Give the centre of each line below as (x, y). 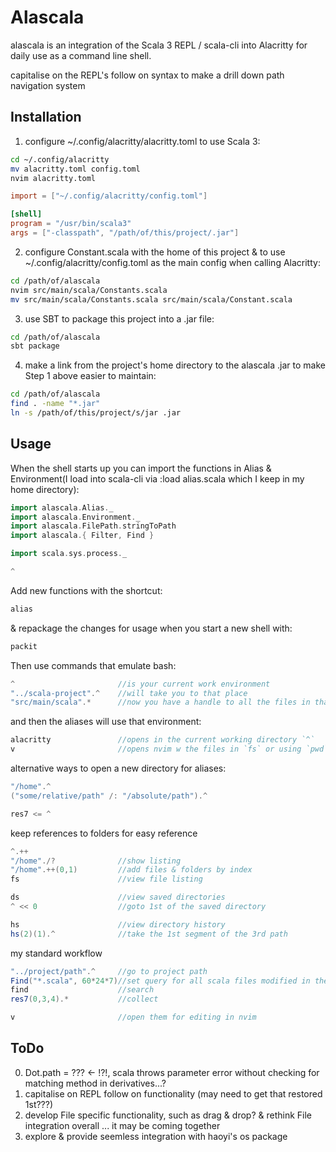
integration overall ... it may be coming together (122, 1125)
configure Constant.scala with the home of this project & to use (155, 252)
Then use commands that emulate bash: (93, 665)
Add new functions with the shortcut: (86, 590)
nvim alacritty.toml (53, 178)
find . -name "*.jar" (55, 404)
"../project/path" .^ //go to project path (109, 971)
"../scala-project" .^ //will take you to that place (129, 693)
